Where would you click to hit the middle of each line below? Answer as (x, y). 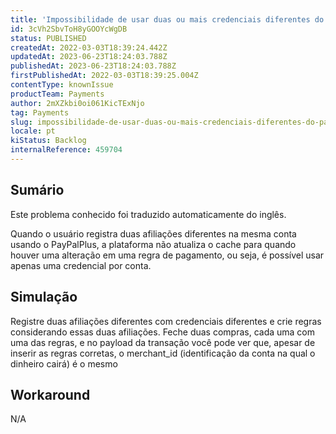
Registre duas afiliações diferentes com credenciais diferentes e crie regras (166, 321)
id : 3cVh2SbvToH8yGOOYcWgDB (69, 29)
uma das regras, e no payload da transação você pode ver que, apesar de (163, 342)
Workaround (50, 394)
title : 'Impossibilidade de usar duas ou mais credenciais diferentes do (167, 19)
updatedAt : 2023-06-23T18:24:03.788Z (89, 57)
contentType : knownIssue (62, 85)
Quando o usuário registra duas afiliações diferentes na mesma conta (153, 233)
